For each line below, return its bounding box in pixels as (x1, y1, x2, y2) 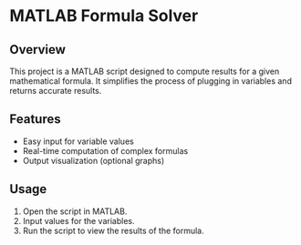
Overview (9, 42, 67, 57)
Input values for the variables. (22, 215, 135, 226)
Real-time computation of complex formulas (22, 145, 189, 156)
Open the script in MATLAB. (22, 206, 128, 217)
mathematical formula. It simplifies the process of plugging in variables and (9, 76, 292, 87)
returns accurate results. (9, 86, 102, 96)
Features (9, 111, 61, 128)
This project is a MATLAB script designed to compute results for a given (9, 66, 280, 77)
